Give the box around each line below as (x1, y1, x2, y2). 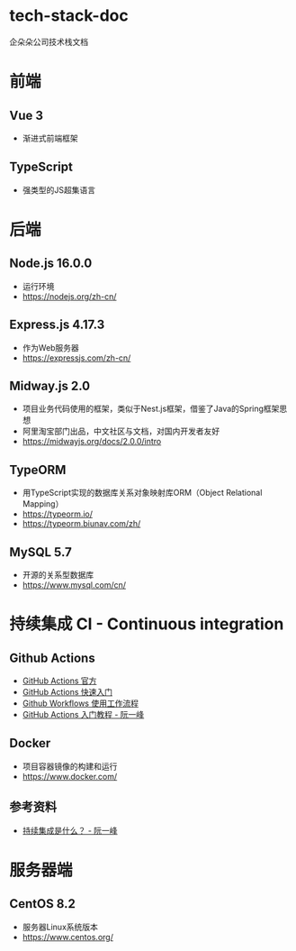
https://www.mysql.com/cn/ (22, 580, 127, 590)
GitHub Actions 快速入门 (22, 687, 113, 697)
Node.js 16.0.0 (9, 256, 93, 271)
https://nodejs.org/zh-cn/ (22, 290, 117, 302)
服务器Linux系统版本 (22, 921, 99, 932)
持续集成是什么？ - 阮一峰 (22, 825, 119, 836)
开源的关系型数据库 (22, 570, 94, 580)
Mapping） (22, 498, 64, 509)
